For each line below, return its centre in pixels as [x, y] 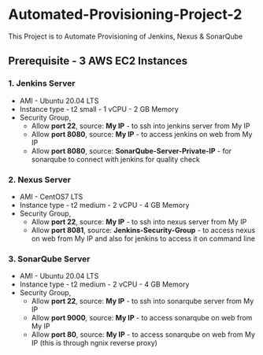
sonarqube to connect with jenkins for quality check [116, 159]
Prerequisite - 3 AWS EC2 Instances [98, 61]
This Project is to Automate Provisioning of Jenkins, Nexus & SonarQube [126, 36]
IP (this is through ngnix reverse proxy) [94, 343]
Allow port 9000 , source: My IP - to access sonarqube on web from [142, 318]
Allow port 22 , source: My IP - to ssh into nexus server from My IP [139, 221]
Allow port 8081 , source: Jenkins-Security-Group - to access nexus [143, 230]
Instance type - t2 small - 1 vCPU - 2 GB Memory [99, 109]
